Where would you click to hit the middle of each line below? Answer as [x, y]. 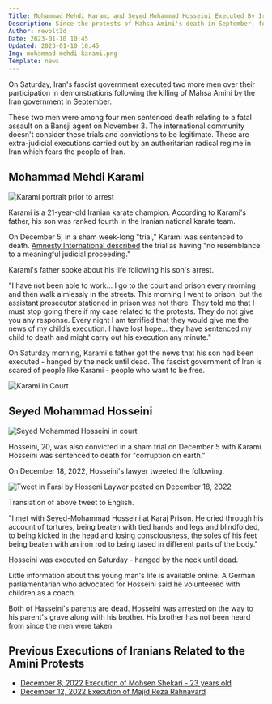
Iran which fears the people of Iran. [67, 152]
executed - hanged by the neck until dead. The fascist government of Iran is [135, 361]
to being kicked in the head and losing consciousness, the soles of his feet [133, 535]
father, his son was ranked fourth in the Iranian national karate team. [122, 221]
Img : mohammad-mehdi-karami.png [63, 54]
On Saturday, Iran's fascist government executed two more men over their [132, 84]
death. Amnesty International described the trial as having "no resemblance [134, 245]
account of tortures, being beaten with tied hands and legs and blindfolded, [134, 526]
